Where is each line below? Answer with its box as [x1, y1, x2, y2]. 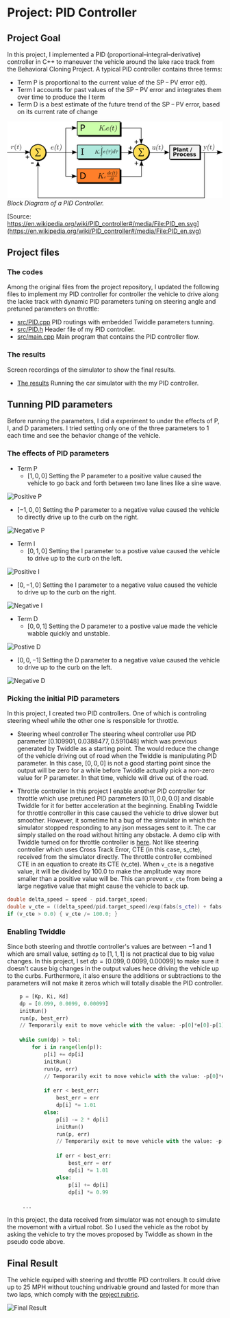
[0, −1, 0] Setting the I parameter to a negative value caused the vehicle [16, 581, 218, 589]
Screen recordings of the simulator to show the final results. [7, 366, 176, 374]
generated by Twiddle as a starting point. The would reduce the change [16, 744, 219, 753]
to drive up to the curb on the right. [16, 588, 116, 596]
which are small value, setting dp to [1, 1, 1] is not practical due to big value [7, 950, 215, 958]
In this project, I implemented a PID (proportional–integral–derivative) [7, 50, 201, 58]
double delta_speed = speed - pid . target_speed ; [7, 896, 149, 903]
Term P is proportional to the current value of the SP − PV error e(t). [16, 78, 207, 87]
